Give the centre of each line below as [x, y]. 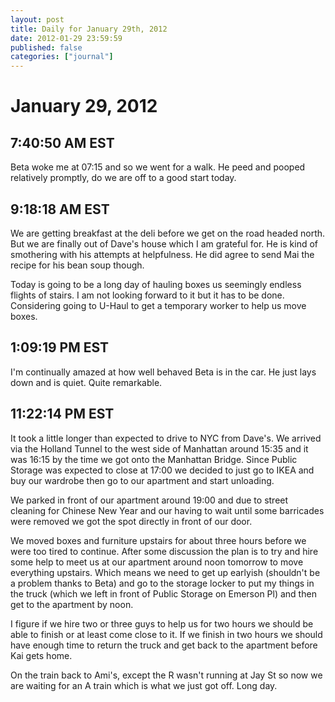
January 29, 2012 [84, 106]
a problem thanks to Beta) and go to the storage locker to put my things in [162, 583]
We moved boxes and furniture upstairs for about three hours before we [158, 540]
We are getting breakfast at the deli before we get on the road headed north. [168, 233]
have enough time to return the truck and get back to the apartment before [164, 645]
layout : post [37, 19]
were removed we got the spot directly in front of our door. [131, 521]
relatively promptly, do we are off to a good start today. [123, 178]
